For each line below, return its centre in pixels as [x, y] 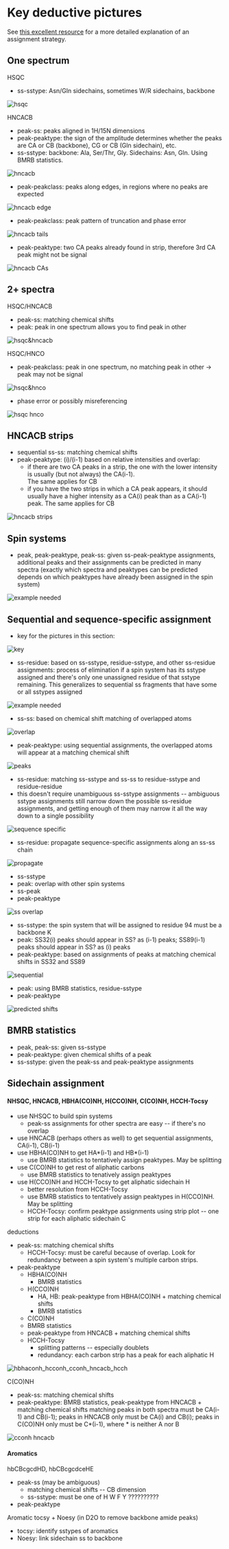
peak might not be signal [52, 254]
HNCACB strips [40, 435]
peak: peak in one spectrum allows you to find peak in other [101, 327]
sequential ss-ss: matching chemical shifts [77, 452]
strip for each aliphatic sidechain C [76, 1219]
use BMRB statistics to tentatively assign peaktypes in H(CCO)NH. [121, 1197]
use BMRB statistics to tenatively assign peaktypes [99, 1174]
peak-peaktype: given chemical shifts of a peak [84, 1054]
